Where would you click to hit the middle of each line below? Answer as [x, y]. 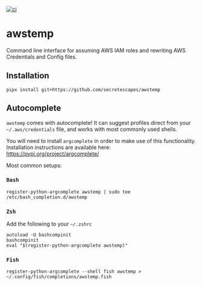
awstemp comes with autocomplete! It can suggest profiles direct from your [99, 122]
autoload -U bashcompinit [39, 235]
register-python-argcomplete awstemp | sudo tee [68, 192]
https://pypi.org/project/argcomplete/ [53, 153]
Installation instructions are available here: [58, 147]
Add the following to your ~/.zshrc [49, 224]
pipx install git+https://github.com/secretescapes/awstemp [84, 90]
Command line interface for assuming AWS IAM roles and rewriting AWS [96, 50]
